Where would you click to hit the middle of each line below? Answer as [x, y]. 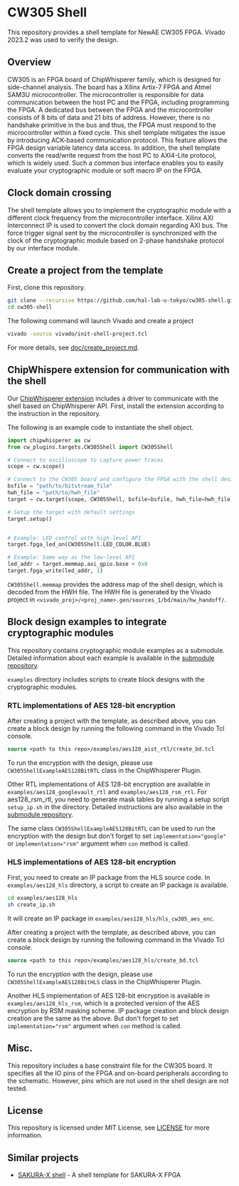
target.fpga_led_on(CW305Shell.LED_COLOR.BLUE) [79, 544]
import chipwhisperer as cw [49, 440]
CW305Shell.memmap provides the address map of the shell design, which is [115, 584]
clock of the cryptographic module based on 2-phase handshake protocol [116, 240]
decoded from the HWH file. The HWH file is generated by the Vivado [109, 592]
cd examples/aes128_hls [43, 898]
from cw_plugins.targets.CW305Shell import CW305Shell [90, 447]
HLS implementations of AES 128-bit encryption [92, 862]
